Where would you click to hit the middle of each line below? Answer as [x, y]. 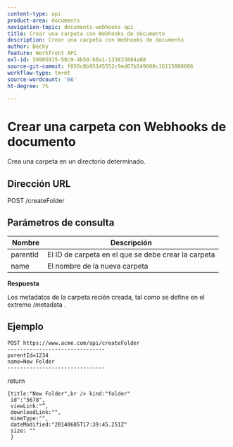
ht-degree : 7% [28, 86]
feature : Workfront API [42, 54]
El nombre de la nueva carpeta [98, 266]
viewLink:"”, [30, 406]
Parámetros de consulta [61, 223]
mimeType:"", [30, 418]
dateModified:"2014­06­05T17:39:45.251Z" [69, 424]
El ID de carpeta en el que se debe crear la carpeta [131, 255]
